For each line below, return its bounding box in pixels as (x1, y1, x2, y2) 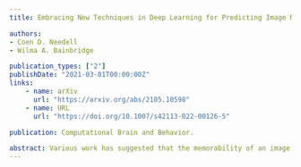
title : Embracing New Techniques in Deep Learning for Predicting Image (9, 13, 287, 22)
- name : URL (25, 104, 70, 113)
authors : (9, 29, 42, 38)
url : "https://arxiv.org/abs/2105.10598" (32, 95, 191, 104)
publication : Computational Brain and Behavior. (9, 128, 194, 137)
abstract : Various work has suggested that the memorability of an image (9, 144, 291, 153)
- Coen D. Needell (9, 38, 78, 46)
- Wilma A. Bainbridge (9, 46, 94, 54)
